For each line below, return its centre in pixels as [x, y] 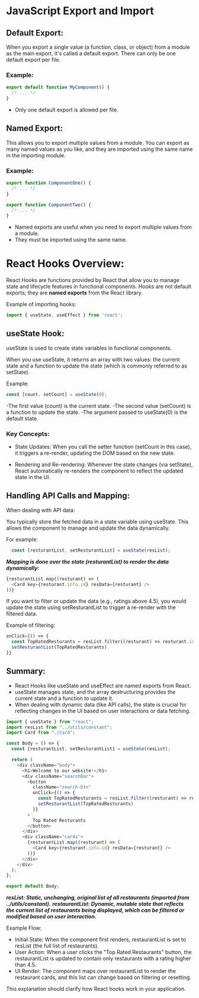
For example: [22, 539]
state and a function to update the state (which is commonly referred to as [97, 366]
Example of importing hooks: [41, 305]
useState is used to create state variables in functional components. [89, 348]
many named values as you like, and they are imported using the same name [99, 149]
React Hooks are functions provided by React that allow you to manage [93, 280]
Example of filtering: [31, 625]
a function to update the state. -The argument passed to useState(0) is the [97, 412]
